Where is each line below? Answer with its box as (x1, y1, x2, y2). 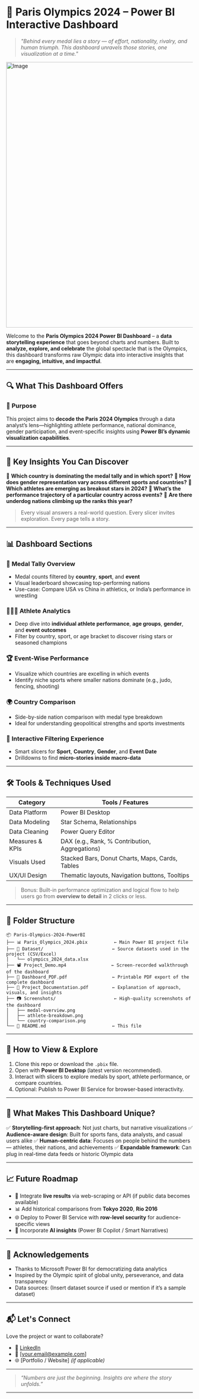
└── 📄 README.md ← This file (6, 1023, 142, 1029)
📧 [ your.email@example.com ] (14, 1350, 87, 1358)
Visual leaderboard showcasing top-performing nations (14, 580, 150, 587)
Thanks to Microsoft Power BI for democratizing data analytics (14, 1265, 168, 1273)
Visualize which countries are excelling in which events (14, 670, 149, 677)
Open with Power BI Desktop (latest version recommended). (14, 1067, 163, 1074)
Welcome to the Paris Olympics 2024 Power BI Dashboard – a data (6, 332, 172, 340)
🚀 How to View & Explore (6, 1045, 98, 1055)
